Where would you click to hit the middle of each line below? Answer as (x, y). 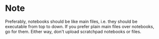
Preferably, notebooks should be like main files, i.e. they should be (71, 21)
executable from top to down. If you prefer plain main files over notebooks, (79, 26)
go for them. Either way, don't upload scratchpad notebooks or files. (73, 31)
